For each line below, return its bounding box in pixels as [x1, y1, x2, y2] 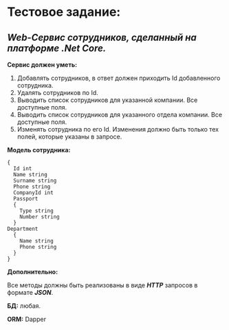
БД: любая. [7, 302, 41, 310]
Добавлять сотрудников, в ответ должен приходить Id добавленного [17, 74, 221, 82]
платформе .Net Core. [7, 42, 107, 54]
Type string [19, 207, 54, 214]
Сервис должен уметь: [7, 61, 78, 69]
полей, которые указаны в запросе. [17, 132, 122, 141]
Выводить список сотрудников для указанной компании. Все [17, 96, 198, 104]
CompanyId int [13, 189, 54, 196]
